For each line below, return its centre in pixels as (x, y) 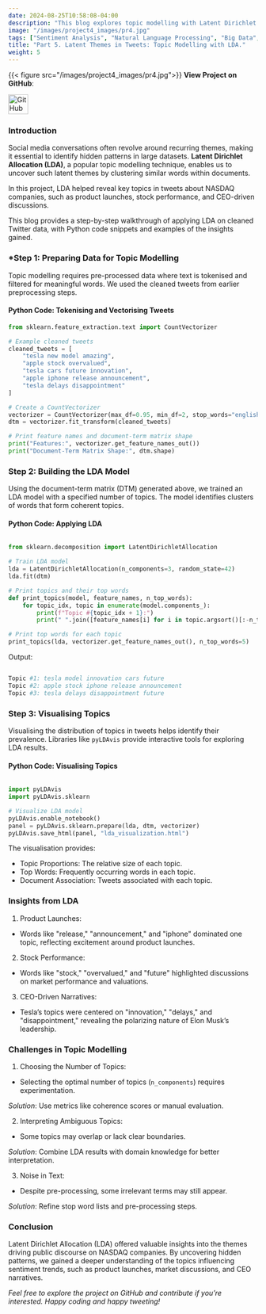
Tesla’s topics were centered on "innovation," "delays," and (116, 1012)
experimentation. (47, 1091)
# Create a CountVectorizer (55, 407)
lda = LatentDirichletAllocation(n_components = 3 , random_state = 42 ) (122, 569)
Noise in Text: (42, 1176)
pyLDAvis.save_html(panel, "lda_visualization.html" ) (99, 833)
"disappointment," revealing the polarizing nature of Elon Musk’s (124, 1020)
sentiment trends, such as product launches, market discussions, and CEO (130, 1270)
